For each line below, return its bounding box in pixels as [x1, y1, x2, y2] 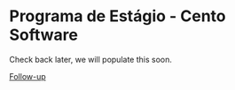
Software [9, 25, 78, 45]
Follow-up [9, 71, 46, 81]
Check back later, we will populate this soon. [9, 54, 173, 64]
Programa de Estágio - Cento [9, 6, 226, 26]
